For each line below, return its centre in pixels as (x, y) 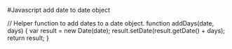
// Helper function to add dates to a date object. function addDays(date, (111, 23)
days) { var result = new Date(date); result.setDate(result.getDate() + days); (116, 31)
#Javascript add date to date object (59, 10)
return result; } (28, 38)
